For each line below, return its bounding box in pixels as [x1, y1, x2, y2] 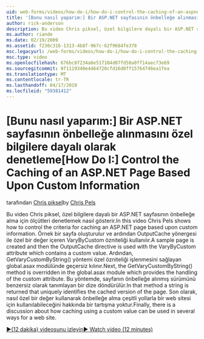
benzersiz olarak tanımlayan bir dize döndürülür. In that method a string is [6, 281, 189, 289]
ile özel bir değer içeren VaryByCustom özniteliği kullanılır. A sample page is [6, 236, 194, 244]
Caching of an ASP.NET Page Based [6, 166, 191, 180]
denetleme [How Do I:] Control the [6, 153, 180, 167]
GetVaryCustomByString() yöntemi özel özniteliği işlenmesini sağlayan [6, 256, 182, 263]
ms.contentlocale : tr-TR [6, 77, 69, 83]
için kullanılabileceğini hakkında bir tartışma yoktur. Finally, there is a [6, 301, 176, 308]
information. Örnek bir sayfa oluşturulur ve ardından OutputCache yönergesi [6, 230, 197, 237]
